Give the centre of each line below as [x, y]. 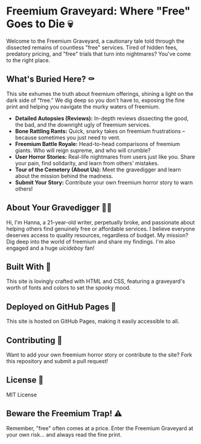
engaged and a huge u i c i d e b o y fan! [50, 248]
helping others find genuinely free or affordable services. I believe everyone [101, 229]
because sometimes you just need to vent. [68, 138]
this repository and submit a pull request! [57, 361]
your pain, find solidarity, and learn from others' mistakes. [87, 163]
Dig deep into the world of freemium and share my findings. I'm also [91, 241]
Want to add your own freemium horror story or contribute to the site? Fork [99, 355]
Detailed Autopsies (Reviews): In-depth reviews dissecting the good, [102, 118]
